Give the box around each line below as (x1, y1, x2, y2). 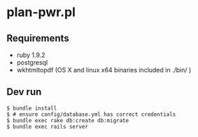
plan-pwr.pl (6, 4, 76, 20)
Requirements (6, 32, 69, 44)
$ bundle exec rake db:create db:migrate (6, 117, 129, 124)
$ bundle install (6, 105, 57, 112)
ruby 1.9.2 (16, 51, 45, 59)
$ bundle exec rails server (6, 123, 89, 130)
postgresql (16, 58, 48, 67)
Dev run (6, 86, 42, 98)
